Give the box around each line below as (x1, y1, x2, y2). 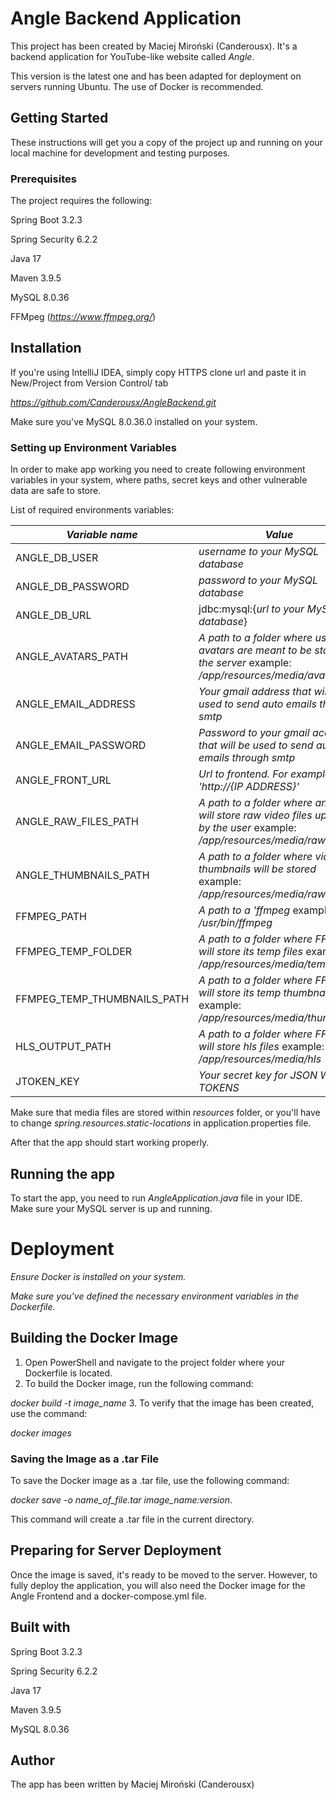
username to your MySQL (198, 545, 320, 559)
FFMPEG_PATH (15, 910, 87, 924)
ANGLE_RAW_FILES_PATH (15, 815, 140, 829)
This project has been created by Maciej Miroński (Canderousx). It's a (10, 40, 298, 52)
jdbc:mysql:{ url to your (198, 602, 305, 616)
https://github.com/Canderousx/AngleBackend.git (10, 396, 217, 408)
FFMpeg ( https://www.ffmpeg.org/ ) (10, 311, 157, 323)
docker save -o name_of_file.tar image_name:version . (10, 1494, 233, 1506)
